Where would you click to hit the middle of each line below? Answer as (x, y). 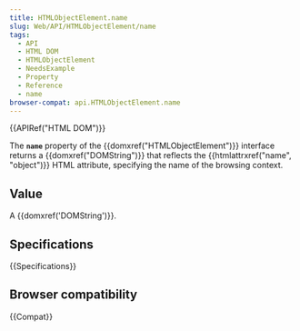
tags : (20, 35)
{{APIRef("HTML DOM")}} (58, 128)
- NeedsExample (46, 69)
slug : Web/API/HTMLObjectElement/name (83, 26)
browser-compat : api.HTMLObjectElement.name (95, 102)
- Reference (40, 85)
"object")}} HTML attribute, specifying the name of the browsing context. (146, 165)
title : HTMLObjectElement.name (69, 18)
